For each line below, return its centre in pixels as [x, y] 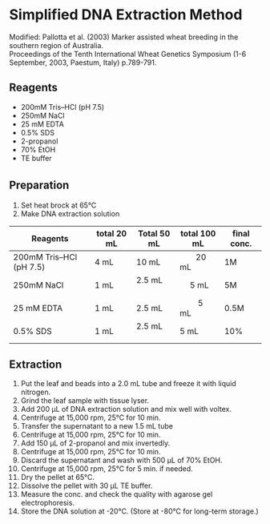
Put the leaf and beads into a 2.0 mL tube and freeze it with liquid [129, 384]
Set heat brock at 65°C [58, 205]
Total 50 [154, 233]
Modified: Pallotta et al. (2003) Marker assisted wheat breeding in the [124, 37]
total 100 [198, 233]
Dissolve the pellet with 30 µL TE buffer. [87, 486]
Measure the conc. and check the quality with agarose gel [117, 494]
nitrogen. [36, 392]
